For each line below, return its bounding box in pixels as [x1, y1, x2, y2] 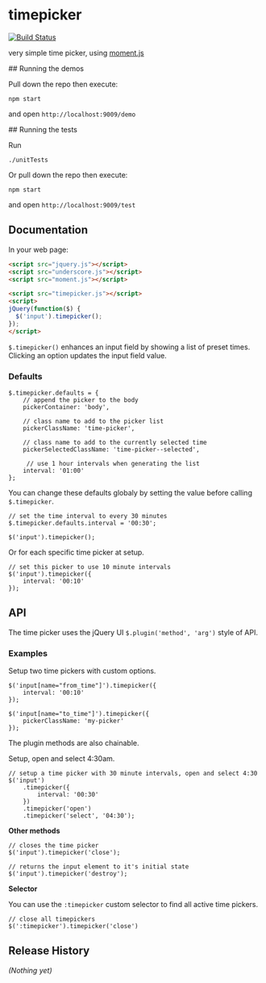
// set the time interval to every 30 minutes [8, 512, 168, 520]
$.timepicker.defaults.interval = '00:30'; [8, 519, 157, 527]
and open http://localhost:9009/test [8, 199, 136, 209]
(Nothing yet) [8, 965, 52, 975]
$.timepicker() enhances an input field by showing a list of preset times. [8, 341, 251, 352]
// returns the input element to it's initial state [8, 863, 189, 871]
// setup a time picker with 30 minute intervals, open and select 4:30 [8, 769, 258, 778]
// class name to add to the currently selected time [23, 438, 207, 446]
